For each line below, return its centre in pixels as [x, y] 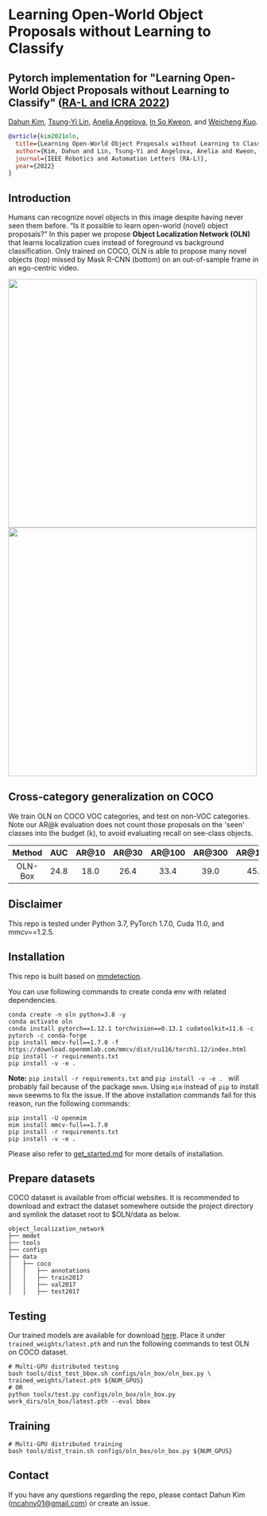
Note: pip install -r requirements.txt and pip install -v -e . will [124, 1078]
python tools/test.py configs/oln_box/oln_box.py [92, 1395]
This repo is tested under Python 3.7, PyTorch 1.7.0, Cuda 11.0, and [116, 923]
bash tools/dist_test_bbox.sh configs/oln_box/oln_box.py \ [110, 1374]
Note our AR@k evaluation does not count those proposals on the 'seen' [126, 824]
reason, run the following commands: [69, 1103]
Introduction [40, 198]
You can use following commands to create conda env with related [117, 991]
